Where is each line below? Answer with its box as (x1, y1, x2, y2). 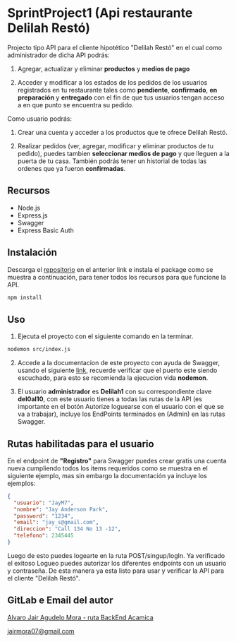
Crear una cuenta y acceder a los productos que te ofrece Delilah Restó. (17, 128, 228, 136)
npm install (7, 294, 42, 301)
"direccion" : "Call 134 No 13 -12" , (13, 525, 121, 533)
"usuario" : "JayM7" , (13, 499, 74, 506)
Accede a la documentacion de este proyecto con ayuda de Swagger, (17, 359, 221, 367)
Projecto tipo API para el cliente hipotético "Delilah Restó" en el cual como (7, 43, 223, 52)
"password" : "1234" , (13, 512, 74, 520)
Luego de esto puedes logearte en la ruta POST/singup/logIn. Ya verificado (7, 551, 225, 559)
